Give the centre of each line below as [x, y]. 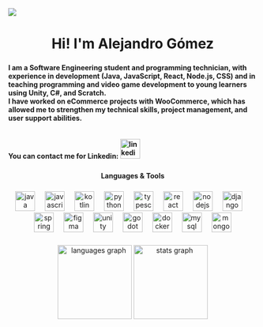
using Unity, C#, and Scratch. [57, 93]
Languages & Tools [133, 176]
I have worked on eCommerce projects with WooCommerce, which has [127, 101]
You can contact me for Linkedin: [64, 156]
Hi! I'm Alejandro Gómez [133, 44]
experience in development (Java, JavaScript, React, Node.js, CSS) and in [132, 76]
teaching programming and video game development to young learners [128, 85]
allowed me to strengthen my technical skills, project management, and [128, 110]
